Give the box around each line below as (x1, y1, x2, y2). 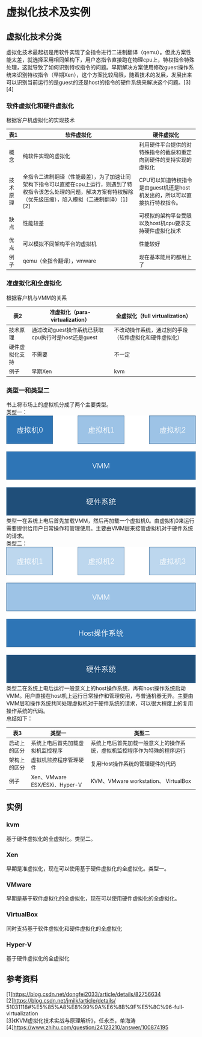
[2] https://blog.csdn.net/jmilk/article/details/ (6, 997, 116, 1004)
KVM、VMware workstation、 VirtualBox (90, 777, 191, 785)
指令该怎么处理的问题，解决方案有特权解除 (28, 188, 134, 196)
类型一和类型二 (6, 386, 50, 394)
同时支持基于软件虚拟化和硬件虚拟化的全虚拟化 (6, 925, 122, 932)
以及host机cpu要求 (139, 219, 186, 226)
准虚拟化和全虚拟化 (6, 279, 62, 287)
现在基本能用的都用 (139, 254, 187, 261)
